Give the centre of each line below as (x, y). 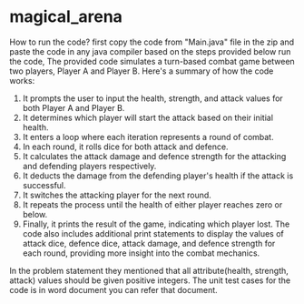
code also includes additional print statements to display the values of (153, 233)
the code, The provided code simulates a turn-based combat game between (152, 61)
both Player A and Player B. (74, 107)
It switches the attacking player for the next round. (117, 195)
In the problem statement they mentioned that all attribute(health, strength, (149, 270)
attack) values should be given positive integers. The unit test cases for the (150, 280)
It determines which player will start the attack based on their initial (148, 117)
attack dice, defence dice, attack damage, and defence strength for (149, 243)
